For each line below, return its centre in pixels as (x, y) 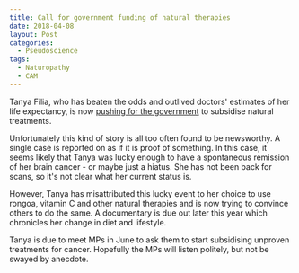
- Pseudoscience (48, 51)
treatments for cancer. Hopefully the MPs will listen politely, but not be (139, 249)
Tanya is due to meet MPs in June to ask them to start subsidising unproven (149, 240)
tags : (19, 59)
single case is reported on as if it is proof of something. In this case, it (138, 147)
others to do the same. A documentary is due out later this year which (138, 213)
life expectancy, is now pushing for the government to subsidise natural (141, 111)
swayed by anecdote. (49, 259)
